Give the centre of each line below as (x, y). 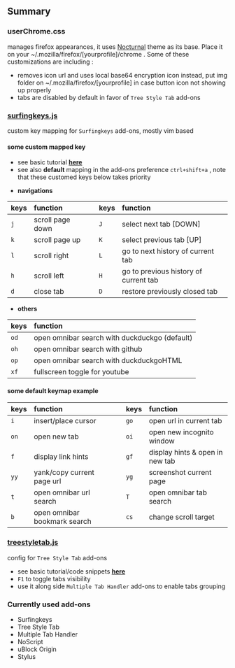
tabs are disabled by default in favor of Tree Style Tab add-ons (109, 97)
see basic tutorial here (50, 162)
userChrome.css (36, 31)
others (27, 309)
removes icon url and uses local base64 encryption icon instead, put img (122, 75)
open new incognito (181, 432)
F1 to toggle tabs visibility (54, 578)
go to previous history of (162, 271)
